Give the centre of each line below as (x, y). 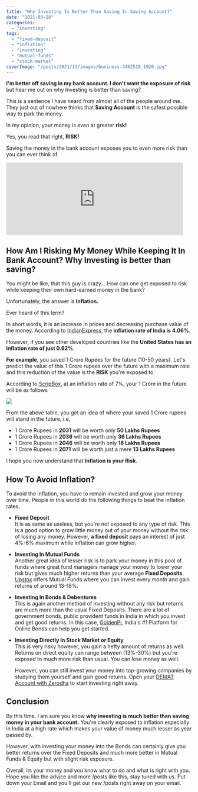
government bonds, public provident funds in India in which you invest (100, 616)
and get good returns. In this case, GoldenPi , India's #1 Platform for (96, 622)
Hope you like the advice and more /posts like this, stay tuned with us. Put (96, 777)
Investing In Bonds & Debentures (56, 597)
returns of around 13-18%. (46, 586)
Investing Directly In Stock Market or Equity (69, 640)
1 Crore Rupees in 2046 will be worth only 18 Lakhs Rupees (87, 443)
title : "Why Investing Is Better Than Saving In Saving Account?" (89, 12)
